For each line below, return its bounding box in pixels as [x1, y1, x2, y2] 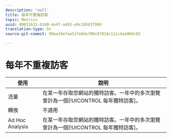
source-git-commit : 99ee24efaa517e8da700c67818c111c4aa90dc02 [5, 31, 141, 36]
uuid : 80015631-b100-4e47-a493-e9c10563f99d [5, 22, 102, 27]
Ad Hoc [8, 116, 26, 124]
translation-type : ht [5, 27, 52, 32]
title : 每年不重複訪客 [5, 12, 49, 17]
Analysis [8, 123, 29, 130]
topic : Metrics [5, 17, 38, 22]
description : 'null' [5, 7, 50, 13]
